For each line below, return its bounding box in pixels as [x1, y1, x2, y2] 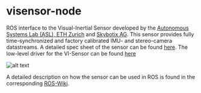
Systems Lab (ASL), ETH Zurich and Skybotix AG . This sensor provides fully [6, 30, 194, 37]
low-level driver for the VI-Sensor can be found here [6, 50, 137, 57]
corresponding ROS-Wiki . [6, 80, 70, 87]
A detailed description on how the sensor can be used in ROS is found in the [6, 73, 196, 80]
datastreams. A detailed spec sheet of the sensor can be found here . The [6, 43, 188, 51]
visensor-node [6, 4, 82, 18]
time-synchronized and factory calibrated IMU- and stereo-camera [6, 37, 173, 44]
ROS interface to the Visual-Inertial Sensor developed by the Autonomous [6, 24, 189, 31]
